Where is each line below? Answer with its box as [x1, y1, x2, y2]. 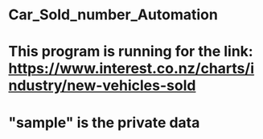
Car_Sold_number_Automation [8, 6, 219, 24]
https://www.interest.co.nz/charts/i [8, 59, 255, 78]
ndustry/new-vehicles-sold [8, 76, 196, 95]
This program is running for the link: [8, 43, 253, 61]
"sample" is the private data [8, 113, 200, 132]
